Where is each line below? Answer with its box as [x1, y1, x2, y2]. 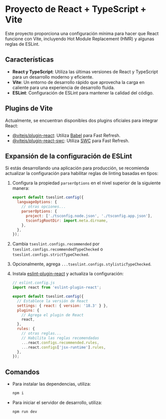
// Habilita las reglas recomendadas [21, 335, 99, 340]
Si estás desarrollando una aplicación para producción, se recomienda [5, 165, 150, 171]
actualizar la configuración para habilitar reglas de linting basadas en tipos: [5, 170, 159, 176]
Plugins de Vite [5, 104, 53, 113]
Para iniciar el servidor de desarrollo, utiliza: [12, 399, 103, 406]
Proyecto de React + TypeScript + [5, 3, 147, 15]
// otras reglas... [21, 331, 62, 336]
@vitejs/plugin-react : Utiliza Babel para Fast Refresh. [12, 132, 120, 138]
